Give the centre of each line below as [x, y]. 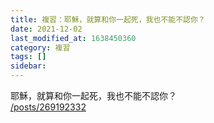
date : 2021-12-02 [46, 29]
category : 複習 [40, 47]
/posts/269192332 [48, 107]
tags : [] [28, 57]
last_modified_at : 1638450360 [73, 38]
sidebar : [28, 66]
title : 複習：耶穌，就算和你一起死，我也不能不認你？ [108, 19]
